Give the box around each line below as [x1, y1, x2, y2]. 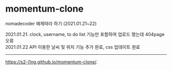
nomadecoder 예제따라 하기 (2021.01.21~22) [5, 20, 97, 26]
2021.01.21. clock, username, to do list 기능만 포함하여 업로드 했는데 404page [5, 31, 165, 37]
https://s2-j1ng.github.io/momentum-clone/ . [5, 59, 98, 65]
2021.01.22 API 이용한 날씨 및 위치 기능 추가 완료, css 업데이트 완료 [5, 44, 140, 50]
